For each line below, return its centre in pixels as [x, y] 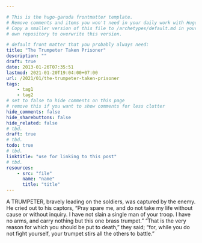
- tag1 [25, 90]
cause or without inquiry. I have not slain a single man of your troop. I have [99, 214]
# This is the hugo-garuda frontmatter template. [70, 17]
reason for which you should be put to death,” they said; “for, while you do [98, 227]
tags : [13, 84]
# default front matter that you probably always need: [78, 45]
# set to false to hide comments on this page [66, 101]
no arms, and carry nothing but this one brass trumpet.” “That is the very [96, 221]
